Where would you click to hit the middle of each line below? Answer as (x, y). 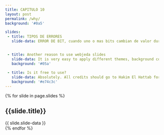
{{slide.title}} (26, 111)
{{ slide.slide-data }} (25, 123)
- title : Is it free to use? (37, 73)
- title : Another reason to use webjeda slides (56, 54)
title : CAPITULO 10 (25, 10)
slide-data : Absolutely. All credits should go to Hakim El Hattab (82, 77)
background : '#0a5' (25, 23)
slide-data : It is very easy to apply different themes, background (82, 59)
